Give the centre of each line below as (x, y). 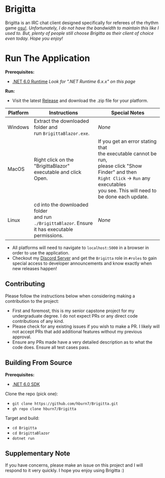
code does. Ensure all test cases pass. (51, 347)
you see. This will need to (127, 191)
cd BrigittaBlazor (31, 433)
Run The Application (48, 58)
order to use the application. (41, 253)
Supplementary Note (38, 453)
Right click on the (54, 159)
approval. (22, 337)
